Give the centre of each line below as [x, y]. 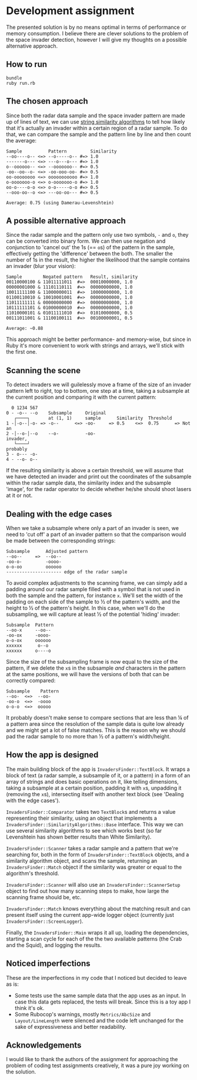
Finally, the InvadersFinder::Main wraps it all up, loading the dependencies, [98, 932]
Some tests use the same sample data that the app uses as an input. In [100, 995]
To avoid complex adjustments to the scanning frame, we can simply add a [97, 583]
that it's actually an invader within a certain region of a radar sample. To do [97, 128]
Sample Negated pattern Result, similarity [72, 277]
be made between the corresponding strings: [61, 541]
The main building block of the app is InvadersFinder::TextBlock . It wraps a [98, 769]
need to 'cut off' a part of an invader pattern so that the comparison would [96, 534]
